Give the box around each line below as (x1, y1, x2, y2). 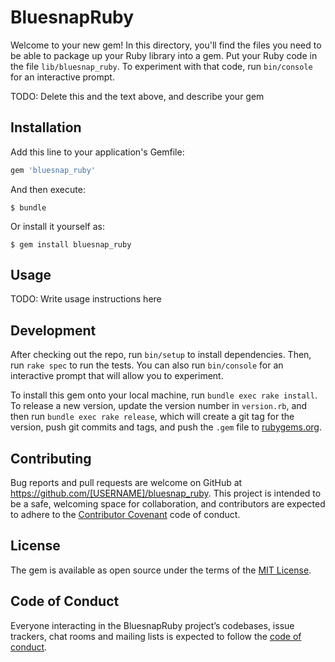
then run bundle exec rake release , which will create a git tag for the (10, 411, 295, 423)
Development (10, 322, 97, 339)
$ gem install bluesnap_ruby (10, 239, 132, 250)
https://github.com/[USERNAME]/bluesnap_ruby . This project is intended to (10, 487, 322, 500)
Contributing (10, 450, 92, 467)
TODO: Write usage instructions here (10, 293, 162, 305)
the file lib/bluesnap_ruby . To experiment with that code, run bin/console (10, 60, 313, 72)
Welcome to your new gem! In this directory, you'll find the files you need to (10, 39, 322, 51)
